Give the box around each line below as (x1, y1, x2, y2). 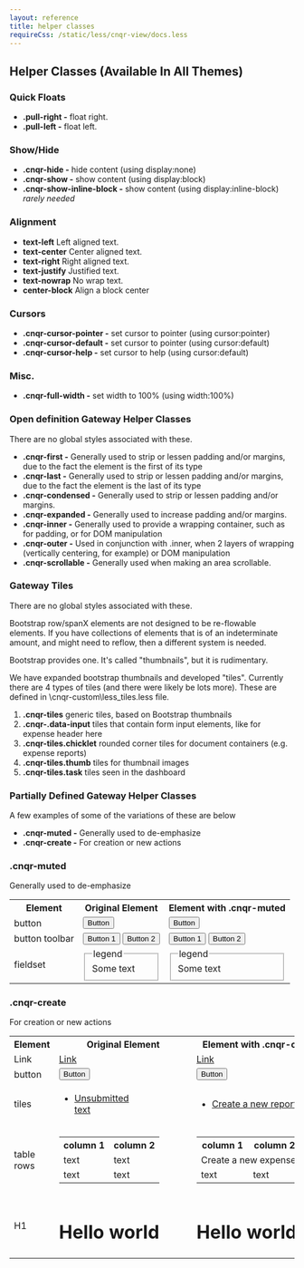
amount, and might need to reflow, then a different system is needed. (9, 636, 267, 648)
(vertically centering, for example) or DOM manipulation (22, 547, 231, 558)
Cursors (9, 307, 46, 320)
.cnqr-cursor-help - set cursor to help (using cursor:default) (22, 346, 249, 358)
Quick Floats (9, 91, 66, 103)
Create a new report (211, 1098, 297, 1110)
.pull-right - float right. (22, 111, 109, 122)
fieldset (14, 958, 46, 971)
